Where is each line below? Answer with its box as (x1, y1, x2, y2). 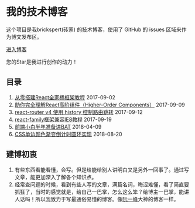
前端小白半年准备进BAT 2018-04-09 (14, 123, 102, 130)
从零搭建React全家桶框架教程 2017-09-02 (14, 93, 116, 100)
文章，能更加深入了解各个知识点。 (14, 173, 97, 180)
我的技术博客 (6, 5, 69, 19)
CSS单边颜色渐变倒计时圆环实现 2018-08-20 (14, 130, 122, 137)
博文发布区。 (11, 33, 42, 40)
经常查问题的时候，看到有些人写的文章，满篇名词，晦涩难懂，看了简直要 (14, 180, 189, 188)
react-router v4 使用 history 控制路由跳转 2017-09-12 (14, 108, 143, 115)
